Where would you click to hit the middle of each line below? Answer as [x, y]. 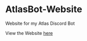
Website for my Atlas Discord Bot [40, 23]
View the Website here [29, 33]
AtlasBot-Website [44, 9]
